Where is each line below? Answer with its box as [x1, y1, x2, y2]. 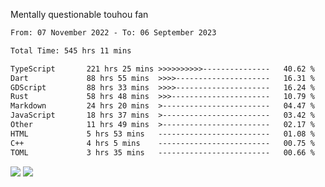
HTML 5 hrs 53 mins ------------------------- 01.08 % [10, 129, 315, 139]
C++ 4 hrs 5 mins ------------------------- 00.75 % [10, 138, 315, 148]
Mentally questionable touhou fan [10, 9, 149, 20]
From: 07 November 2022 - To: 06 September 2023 [10, 28, 217, 38]
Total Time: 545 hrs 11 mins [10, 45, 132, 56]
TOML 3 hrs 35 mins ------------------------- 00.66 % [10, 147, 315, 158]
